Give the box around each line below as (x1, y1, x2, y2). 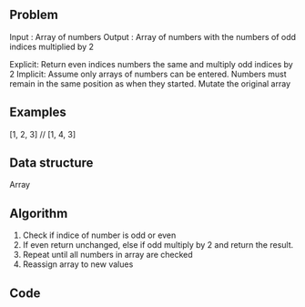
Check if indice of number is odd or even (22, 230, 177, 240)
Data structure (9, 155, 94, 171)
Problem (9, 7, 59, 23)
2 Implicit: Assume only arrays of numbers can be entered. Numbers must (9, 68, 287, 79)
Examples (9, 105, 66, 120)
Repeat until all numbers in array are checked (22, 250, 193, 261)
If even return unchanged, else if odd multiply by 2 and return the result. (22, 240, 294, 251)
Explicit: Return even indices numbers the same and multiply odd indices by (9, 58, 293, 69)
